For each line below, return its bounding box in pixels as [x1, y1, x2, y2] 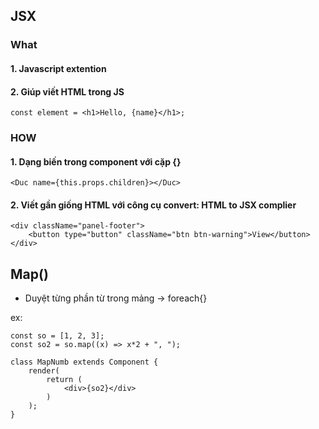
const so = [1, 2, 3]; [10, 331, 105, 341]
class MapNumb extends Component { [10, 357, 159, 368]
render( [28, 366, 60, 376]
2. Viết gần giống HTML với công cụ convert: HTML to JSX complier [10, 199, 297, 211]
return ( [46, 375, 83, 385]
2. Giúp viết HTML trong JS [10, 85, 125, 98]
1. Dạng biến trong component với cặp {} [10, 155, 182, 168]
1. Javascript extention [10, 62, 107, 74]
